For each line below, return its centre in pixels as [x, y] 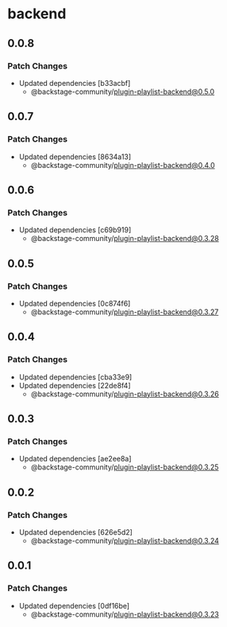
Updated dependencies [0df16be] [74, 606]
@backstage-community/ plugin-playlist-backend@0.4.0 [123, 165]
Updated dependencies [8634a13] [75, 157]
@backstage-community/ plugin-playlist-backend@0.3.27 [125, 312]
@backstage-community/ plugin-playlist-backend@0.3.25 [125, 467]
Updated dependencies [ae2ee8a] [75, 459]
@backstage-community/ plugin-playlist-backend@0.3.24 [125, 541]
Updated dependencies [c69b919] [75, 230]
